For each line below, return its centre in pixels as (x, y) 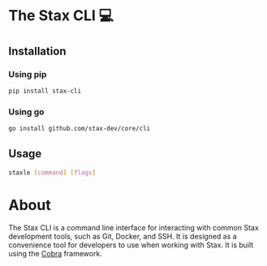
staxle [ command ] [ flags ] (52, 172)
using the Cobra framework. (56, 253)
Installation (37, 51)
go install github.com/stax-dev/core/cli (80, 129)
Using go (26, 112)
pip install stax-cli (45, 91)
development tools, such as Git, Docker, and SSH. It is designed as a (123, 236)
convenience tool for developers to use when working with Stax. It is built (131, 245)
